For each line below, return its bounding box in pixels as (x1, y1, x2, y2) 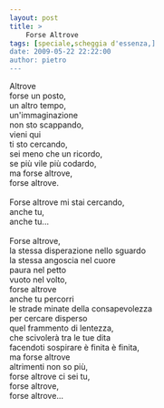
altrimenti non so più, (9, 362, 89, 372)
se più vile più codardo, (9, 158, 97, 168)
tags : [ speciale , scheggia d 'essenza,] (9, 38, 156, 48)
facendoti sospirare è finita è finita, (9, 342, 140, 352)
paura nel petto (9, 265, 66, 275)
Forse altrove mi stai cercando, (9, 197, 125, 208)
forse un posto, (9, 90, 66, 101)
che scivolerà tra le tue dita (9, 332, 111, 342)
